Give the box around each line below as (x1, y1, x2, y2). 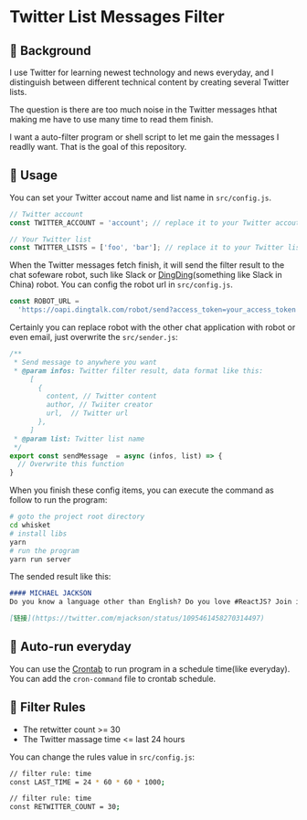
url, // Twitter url (46, 409, 129, 418)
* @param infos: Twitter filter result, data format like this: (13, 366, 263, 376)
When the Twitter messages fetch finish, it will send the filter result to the (9, 260, 285, 271)
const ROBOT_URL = (9, 297, 79, 306)
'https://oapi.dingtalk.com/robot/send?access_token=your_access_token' (17, 305, 301, 314)
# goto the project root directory (9, 512, 145, 522)
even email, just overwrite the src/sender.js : (9, 332, 178, 343)
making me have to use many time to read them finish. (9, 114, 214, 124)
